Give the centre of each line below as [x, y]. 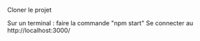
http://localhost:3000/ [39, 30]
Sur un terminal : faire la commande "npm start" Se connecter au [100, 23]
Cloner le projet [30, 10]
